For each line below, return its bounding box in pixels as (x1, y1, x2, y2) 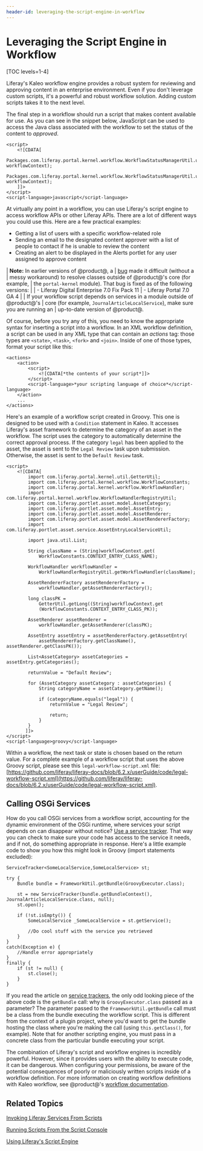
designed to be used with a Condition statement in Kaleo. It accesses (6, 419, 179, 426)
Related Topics (6, 1098, 63, 1109)
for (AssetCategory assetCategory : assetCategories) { (28, 680, 172, 686)
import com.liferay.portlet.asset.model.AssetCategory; (28, 500, 172, 506)
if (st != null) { (17, 965, 63, 971)
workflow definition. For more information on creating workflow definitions (6, 1074, 192, 1081)
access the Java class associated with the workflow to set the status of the (6, 123, 193, 131)
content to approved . (6, 129, 59, 137)
